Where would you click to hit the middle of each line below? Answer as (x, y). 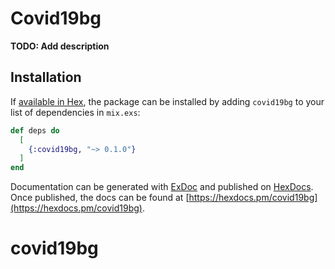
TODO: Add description (60, 46)
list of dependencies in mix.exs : (75, 112)
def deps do (35, 130)
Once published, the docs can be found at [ (100, 198)
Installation (46, 77)
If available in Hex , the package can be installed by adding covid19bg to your (167, 101)
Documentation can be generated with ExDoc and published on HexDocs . (162, 187)
